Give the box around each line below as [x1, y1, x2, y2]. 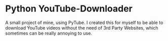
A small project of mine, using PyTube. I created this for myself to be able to [5, 19, 163, 25]
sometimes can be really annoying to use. [5, 30, 92, 36]
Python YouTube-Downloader [5, 3, 133, 14]
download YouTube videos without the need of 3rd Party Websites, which [5, 24, 158, 30]
